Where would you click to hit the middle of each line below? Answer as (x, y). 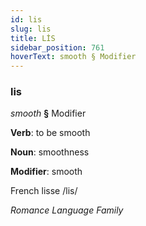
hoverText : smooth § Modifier (73, 57)
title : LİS (33, 38)
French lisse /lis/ (44, 191)
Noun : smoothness (50, 152)
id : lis (26, 19)
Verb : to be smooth (50, 133)
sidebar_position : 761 (57, 47)
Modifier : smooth (46, 172)
